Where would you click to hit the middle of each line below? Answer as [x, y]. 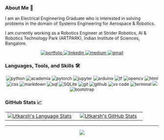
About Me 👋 [19, 8]
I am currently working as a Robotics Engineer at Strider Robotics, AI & [76, 33]
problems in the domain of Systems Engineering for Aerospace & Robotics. [80, 23]
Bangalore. [16, 43]
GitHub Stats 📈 [24, 102]
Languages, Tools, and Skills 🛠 [43, 66]
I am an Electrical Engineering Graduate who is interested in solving [73, 19]
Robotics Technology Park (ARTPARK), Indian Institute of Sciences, [72, 38]
